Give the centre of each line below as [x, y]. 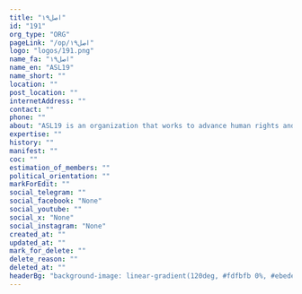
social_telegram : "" [48, 193]
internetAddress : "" [48, 101]
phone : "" [28, 117]
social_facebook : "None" [56, 201]
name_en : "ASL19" [42, 68]
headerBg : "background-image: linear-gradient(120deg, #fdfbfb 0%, [138, 276]
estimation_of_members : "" [60, 168]
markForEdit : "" [40, 185]
